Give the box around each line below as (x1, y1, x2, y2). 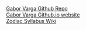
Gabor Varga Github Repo (6, 5, 68, 12)
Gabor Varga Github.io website (6, 11, 80, 18)
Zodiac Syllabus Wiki (6, 18, 57, 24)
